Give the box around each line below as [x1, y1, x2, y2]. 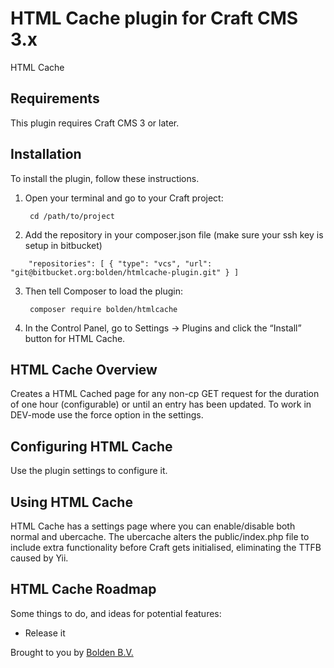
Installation [10, 146, 82, 163]
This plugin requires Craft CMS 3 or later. [10, 117, 180, 129]
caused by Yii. [10, 552, 69, 564]
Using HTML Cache [10, 493, 133, 511]
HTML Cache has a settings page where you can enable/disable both [10, 520, 296, 532]
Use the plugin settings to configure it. [10, 465, 168, 477]
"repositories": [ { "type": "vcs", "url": [28, 258, 213, 269]
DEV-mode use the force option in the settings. [10, 409, 204, 421]
